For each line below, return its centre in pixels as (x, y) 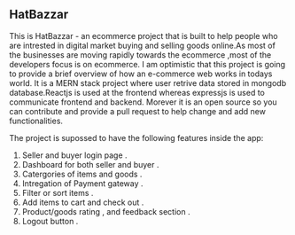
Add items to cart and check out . (83, 202)
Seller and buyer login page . (74, 155)
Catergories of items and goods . (82, 174)
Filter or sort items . (58, 192)
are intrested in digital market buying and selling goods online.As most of (143, 45)
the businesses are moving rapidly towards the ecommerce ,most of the (140, 55)
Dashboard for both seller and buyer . (90, 164)
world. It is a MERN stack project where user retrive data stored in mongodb (147, 82)
